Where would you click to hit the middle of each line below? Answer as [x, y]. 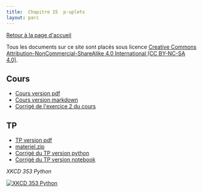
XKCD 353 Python [29, 172]
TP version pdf [34, 140]
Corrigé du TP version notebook [55, 160]
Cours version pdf [38, 93]
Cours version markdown [47, 100]
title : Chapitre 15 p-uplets [46, 12]
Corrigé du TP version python [52, 153]
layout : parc [23, 18]
